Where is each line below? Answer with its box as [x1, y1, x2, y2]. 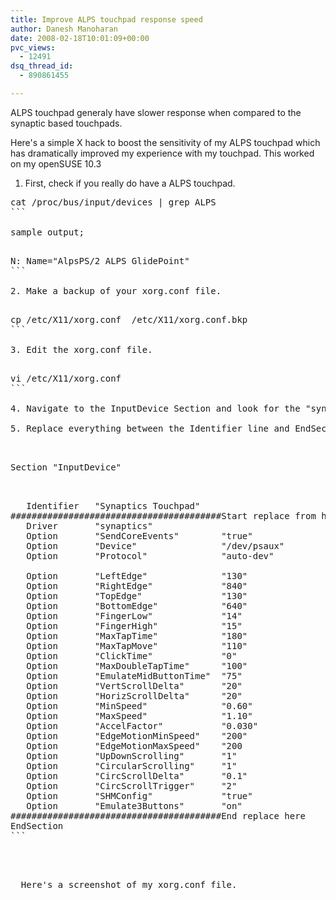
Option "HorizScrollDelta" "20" [26, 690, 243, 701]
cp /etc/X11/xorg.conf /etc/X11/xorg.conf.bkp [10, 314, 248, 325]
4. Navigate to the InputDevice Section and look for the [10, 402, 301, 414]
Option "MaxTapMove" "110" [26, 640, 248, 651]
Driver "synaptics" [26, 520, 153, 531]
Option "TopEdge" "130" [26, 590, 248, 601]
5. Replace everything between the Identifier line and [10, 422, 290, 434]
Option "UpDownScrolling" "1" [26, 750, 238, 761]
